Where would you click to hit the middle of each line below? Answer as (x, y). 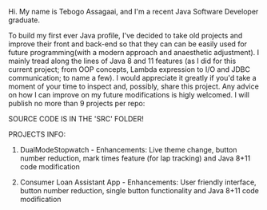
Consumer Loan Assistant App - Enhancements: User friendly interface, (138, 182)
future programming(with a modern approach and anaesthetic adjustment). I (134, 52)
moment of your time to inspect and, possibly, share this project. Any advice (134, 86)
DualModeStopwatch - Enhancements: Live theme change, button (128, 150)
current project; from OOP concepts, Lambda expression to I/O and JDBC (129, 69)
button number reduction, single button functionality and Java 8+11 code (139, 190)
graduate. (24, 20)
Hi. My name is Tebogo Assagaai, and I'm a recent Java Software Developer (133, 12)
